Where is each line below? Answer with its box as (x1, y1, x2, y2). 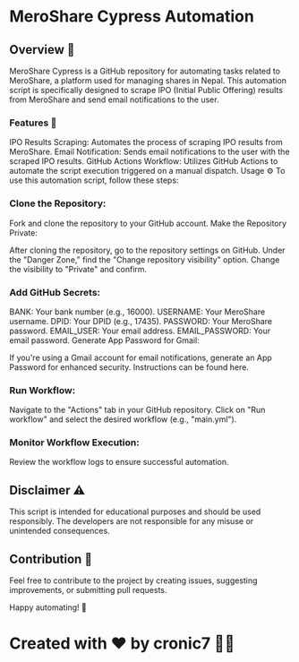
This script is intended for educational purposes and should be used (9, 506, 261, 517)
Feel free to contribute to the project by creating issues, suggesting (9, 575, 258, 586)
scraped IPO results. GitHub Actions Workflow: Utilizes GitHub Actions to (9, 156, 278, 167)
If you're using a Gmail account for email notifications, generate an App (9, 352, 273, 363)
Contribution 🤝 (9, 551, 92, 566)
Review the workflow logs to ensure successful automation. (9, 457, 229, 468)
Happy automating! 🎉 (9, 602, 88, 613)
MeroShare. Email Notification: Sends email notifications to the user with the (9, 146, 290, 158)
